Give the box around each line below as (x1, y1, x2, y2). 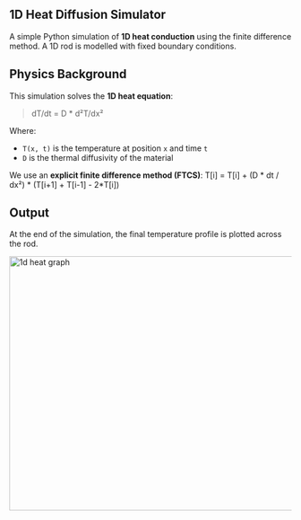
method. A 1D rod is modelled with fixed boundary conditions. (9, 40, 237, 51)
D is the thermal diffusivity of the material (21, 152, 174, 163)
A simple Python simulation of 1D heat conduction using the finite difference (9, 31, 292, 41)
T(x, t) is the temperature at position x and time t (21, 143, 209, 154)
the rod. (9, 238, 39, 250)
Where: (9, 125, 37, 136)
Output (9, 206, 49, 221)
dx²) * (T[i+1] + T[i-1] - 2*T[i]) (9, 179, 120, 189)
